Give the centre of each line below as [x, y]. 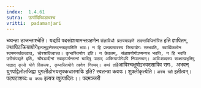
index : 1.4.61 [26, 12]
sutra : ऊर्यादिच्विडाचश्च [31, 18]
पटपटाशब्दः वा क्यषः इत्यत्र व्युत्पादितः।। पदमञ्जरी [53, 78]
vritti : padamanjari [34, 23]
